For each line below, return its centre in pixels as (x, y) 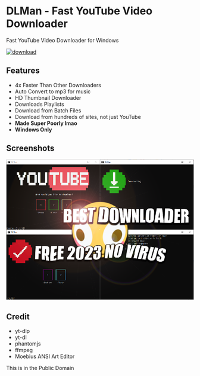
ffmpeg (24, 350)
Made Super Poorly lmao (46, 123)
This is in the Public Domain (40, 368)
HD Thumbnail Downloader (48, 97)
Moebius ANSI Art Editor (45, 356)
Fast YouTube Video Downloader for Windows (62, 40)
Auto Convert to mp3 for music (53, 91)
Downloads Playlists (39, 104)
